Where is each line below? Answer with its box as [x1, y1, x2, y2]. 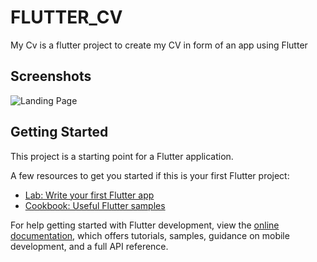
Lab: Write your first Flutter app [24, 189, 155, 201]
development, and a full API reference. [10, 240, 169, 252]
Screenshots [10, 68, 92, 85]
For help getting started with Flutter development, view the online [10, 219, 280, 231]
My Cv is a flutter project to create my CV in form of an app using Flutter [10, 39, 308, 51]
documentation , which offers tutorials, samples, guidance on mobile [10, 229, 290, 241]
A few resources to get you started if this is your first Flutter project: [10, 169, 290, 181]
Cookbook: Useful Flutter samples [24, 199, 166, 211]
